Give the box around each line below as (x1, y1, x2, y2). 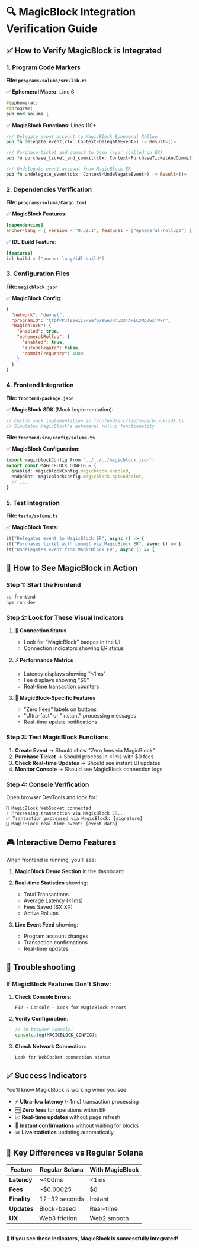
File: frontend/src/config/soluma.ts (6, 434, 95, 441)
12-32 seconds (39, 1195, 84, 1203)
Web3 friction (39, 1214, 78, 1222)
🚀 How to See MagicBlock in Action (6, 562, 138, 572)
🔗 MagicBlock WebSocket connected (6, 805, 92, 811)
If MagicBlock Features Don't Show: (6, 980, 111, 988)
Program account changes (23, 932, 89, 940)
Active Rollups (23, 909, 59, 916)
